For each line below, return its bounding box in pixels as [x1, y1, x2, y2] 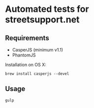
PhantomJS [12, 52, 36, 58]
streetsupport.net [5, 14, 80, 25]
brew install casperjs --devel [5, 71, 69, 76]
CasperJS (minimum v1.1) [12, 47, 63, 53]
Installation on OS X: [5, 62, 46, 67]
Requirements [5, 34, 49, 42]
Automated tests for [5, 3, 90, 15]
